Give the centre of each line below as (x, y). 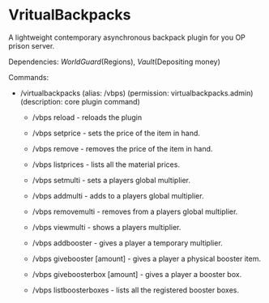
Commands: (29, 77)
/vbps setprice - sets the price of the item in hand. (116, 133)
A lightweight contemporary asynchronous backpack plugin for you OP (127, 37)
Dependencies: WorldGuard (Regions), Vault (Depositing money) (114, 62)
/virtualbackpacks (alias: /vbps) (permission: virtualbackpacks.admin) (137, 93)
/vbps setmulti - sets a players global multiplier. (111, 180)
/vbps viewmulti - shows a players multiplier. (107, 227)
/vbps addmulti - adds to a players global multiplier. (118, 195)
